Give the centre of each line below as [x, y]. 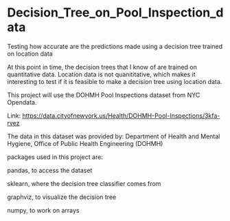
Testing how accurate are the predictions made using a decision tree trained [115, 46]
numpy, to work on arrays [43, 210]
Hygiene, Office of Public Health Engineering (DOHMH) [85, 143]
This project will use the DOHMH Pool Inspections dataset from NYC [104, 95]
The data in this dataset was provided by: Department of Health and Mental [114, 136]
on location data [30, 54]
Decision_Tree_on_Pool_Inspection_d [115, 13]
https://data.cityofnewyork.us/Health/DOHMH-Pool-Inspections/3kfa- [121, 116]
